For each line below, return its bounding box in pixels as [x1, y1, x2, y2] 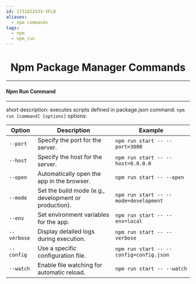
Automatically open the [37, 170, 101, 178]
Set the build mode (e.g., [37, 186, 105, 195]
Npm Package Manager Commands [10, 61, 185, 74]
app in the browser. [37, 177, 91, 185]
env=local [115, 218, 143, 225]
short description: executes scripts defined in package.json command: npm [6, 106, 185, 113]
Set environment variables [37, 211, 110, 219]
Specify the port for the [37, 136, 101, 144]
